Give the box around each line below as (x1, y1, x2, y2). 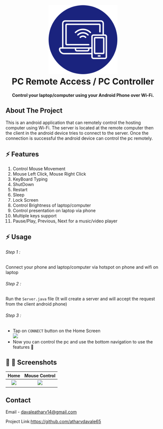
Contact (5, 396, 31, 404)
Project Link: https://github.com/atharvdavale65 (5, 419, 101, 425)
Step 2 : (5, 280, 22, 286)
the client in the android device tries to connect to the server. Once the (5, 130, 149, 136)
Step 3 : (5, 312, 22, 318)
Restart (12, 186, 27, 192)
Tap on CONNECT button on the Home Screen (12, 328, 101, 334)
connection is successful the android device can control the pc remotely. (5, 135, 153, 141)
